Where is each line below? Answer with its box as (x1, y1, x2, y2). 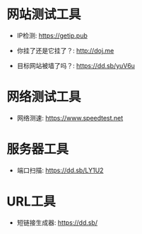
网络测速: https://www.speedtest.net (16, 113, 124, 122)
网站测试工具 (6, 6, 82, 23)
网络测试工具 (6, 89, 82, 105)
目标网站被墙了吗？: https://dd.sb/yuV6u (16, 61, 136, 69)
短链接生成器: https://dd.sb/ (16, 218, 98, 227)
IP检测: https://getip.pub (16, 31, 88, 40)
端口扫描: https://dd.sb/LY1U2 (16, 166, 104, 174)
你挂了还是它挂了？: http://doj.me (16, 46, 114, 55)
